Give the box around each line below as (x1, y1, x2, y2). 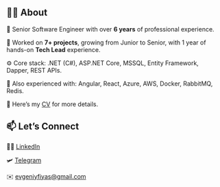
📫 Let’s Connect (6, 121, 80, 132)
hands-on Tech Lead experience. (6, 45, 101, 53)
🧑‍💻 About (6, 7, 48, 18)
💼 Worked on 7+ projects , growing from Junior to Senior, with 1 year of (6, 38, 206, 47)
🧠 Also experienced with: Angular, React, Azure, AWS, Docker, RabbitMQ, (6, 79, 213, 88)
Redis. (6, 86, 25, 95)
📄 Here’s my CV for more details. (6, 100, 99, 108)
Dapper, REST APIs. (6, 66, 62, 74)
